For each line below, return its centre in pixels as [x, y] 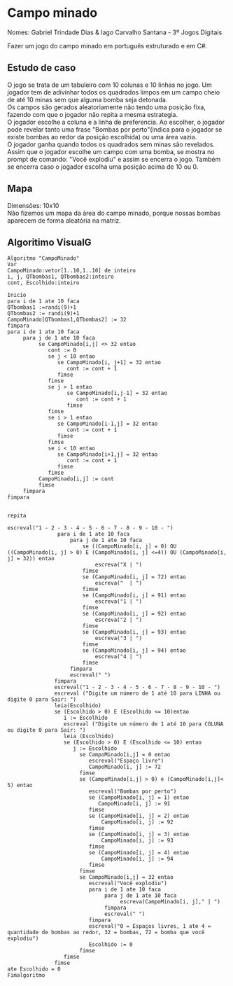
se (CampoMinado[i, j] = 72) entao [134, 577]
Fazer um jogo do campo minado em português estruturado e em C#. [107, 46]
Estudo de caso [42, 68]
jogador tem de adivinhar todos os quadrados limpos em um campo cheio [114, 92]
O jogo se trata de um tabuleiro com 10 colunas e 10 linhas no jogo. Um [110, 85]
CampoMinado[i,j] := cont [76, 479]
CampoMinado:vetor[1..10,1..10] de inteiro [72, 271]
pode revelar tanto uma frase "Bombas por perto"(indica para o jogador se [115, 129]
